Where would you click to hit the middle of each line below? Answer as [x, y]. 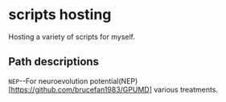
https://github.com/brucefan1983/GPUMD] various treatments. [115, 89]
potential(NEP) [114, 80]
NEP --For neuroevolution [48, 80]
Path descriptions [53, 62]
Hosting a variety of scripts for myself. [72, 37]
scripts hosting [60, 15]
